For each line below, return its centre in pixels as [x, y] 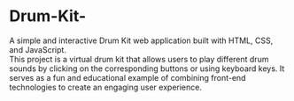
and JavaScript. [38, 49]
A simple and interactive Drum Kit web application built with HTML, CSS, [141, 40]
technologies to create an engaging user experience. [105, 87]
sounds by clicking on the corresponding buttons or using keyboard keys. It [147, 69]
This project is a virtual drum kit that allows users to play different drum [139, 59]
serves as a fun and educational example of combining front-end [128, 77]
